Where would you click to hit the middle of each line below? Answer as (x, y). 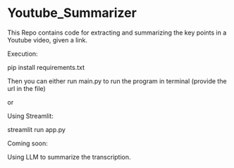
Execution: (23, 54)
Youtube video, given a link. (48, 40)
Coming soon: (27, 143)
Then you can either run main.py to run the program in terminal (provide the (117, 81)
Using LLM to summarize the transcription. (69, 157)
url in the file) (26, 88)
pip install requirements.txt (46, 67)
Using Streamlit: (31, 116)
